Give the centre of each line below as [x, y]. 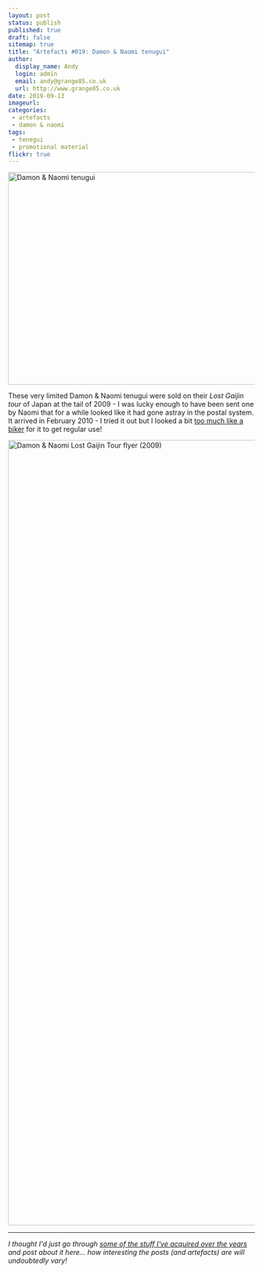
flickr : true [29, 154]
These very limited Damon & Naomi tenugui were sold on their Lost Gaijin [126, 396]
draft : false [29, 37]
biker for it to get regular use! [55, 430]
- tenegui [27, 139]
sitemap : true [31, 45]
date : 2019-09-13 [36, 96]
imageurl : [24, 103]
